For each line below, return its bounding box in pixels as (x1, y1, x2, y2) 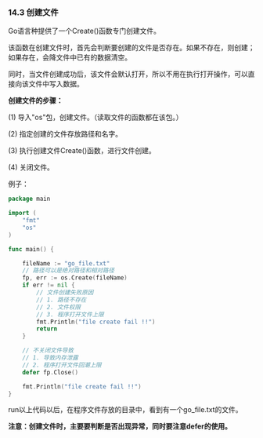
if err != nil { (22, 281, 76, 290)
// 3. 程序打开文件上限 (36, 310, 104, 319)
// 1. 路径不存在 (36, 296, 87, 304)
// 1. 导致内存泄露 (22, 354, 78, 362)
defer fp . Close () (22, 368, 79, 376)
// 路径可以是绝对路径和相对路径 (22, 267, 115, 275)
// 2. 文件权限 (36, 303, 81, 311)
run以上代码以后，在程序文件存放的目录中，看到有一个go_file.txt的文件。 (8, 405, 243, 414)
